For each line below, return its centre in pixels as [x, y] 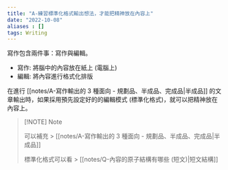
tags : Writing [27, 33]
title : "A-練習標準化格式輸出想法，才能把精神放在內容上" [80, 13]
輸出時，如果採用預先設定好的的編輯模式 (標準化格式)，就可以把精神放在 [115, 100]
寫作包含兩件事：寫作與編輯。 [49, 53]
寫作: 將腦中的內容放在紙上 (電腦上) [67, 68]
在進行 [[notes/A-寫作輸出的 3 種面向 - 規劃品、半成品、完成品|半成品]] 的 [111, 91]
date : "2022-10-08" [35, 20]
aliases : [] [26, 26]
